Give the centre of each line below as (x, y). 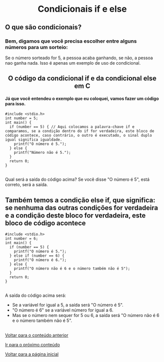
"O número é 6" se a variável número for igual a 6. (63, 310)
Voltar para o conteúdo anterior (37, 335)
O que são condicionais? (43, 27)
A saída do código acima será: (35, 295)
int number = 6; (22, 239)
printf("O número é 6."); (40, 260)
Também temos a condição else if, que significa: (80, 200)
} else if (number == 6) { (37, 256)
